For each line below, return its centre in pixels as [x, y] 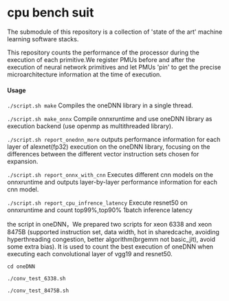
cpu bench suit [51, 13]
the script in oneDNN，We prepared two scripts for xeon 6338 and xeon [109, 225]
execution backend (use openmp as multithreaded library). [90, 126]
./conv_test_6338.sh [37, 279]
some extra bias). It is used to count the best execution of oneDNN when [110, 247]
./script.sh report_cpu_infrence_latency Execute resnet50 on [97, 203]
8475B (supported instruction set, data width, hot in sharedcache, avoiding [113, 232]
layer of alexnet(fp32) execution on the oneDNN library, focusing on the [109, 147]
